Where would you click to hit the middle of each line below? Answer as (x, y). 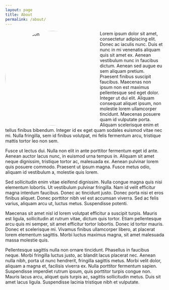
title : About (19, 15)
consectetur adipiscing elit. (128, 39)
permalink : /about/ (26, 19)
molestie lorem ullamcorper (128, 109)
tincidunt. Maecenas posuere (130, 114)
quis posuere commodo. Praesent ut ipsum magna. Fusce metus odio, (78, 167)
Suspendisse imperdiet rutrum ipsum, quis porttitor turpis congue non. (78, 271)
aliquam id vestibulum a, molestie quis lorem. (52, 172)
